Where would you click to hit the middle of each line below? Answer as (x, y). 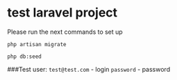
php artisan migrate (37, 44)
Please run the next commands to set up (65, 32)
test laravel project (62, 13)
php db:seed (24, 57)
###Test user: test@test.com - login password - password (89, 69)
